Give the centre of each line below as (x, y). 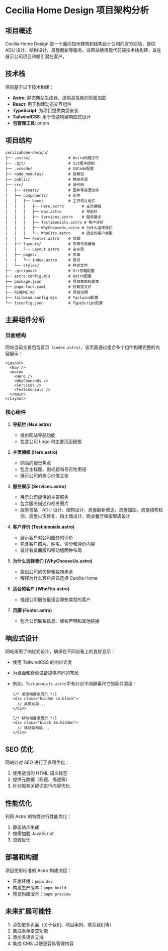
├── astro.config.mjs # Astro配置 (49, 276)
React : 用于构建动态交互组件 (42, 104)
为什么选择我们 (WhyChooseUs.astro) (53, 561)
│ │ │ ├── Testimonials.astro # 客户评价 (55, 222)
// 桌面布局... (32, 704)
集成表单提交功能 (30, 931)
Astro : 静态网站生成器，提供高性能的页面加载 (59, 98)
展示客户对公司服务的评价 (47, 537)
